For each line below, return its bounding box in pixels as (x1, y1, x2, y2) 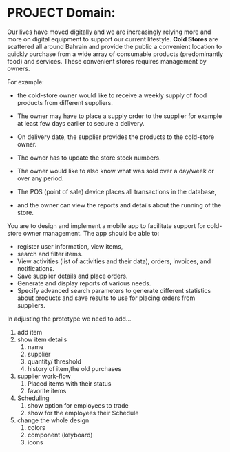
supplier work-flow (17, 372, 71, 380)
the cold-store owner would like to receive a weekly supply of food (17, 91, 207, 100)
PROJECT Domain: (7, 5, 116, 21)
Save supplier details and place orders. (17, 272, 128, 280)
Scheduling (17, 394, 50, 402)
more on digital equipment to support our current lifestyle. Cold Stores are (7, 35, 218, 43)
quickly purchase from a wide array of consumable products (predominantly (7, 50, 224, 58)
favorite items (27, 386, 67, 395)
